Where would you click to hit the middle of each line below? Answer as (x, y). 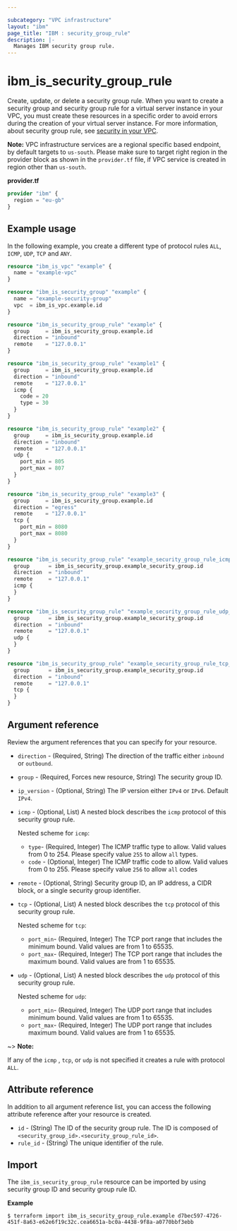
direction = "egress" (45, 507)
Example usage (42, 229)
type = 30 (35, 403)
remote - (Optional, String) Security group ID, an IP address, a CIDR (115, 883)
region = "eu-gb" (39, 200)
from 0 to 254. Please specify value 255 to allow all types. (113, 854)
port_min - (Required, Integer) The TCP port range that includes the (125, 939)
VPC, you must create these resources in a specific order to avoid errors (113, 116)
